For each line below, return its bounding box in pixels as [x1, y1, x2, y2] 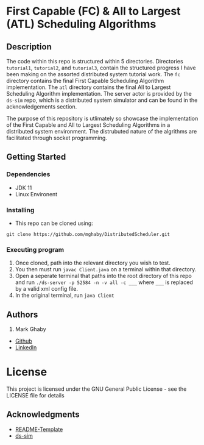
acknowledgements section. [6, 103, 77, 110]
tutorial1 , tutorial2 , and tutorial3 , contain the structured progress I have [6, 64, 196, 71]
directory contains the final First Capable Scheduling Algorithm [6, 77, 164, 84]
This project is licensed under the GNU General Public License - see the [6, 385, 187, 393]
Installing [6, 205, 35, 214]
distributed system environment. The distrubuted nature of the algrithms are [6, 128, 197, 135]
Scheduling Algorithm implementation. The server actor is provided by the [6, 90, 192, 97]
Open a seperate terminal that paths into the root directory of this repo [15, 272, 192, 280]
